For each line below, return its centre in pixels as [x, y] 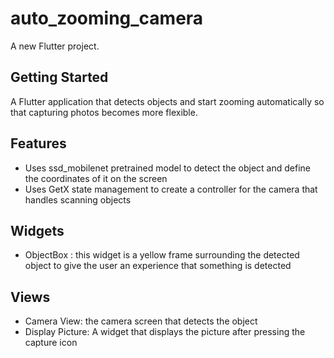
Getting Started [59, 77]
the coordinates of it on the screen [96, 178]
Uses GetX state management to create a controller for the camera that [171, 189]
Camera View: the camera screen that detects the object [141, 321]
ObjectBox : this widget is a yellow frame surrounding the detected [162, 255]
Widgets [37, 230]
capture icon [51, 343]
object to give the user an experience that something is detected [158, 266]
